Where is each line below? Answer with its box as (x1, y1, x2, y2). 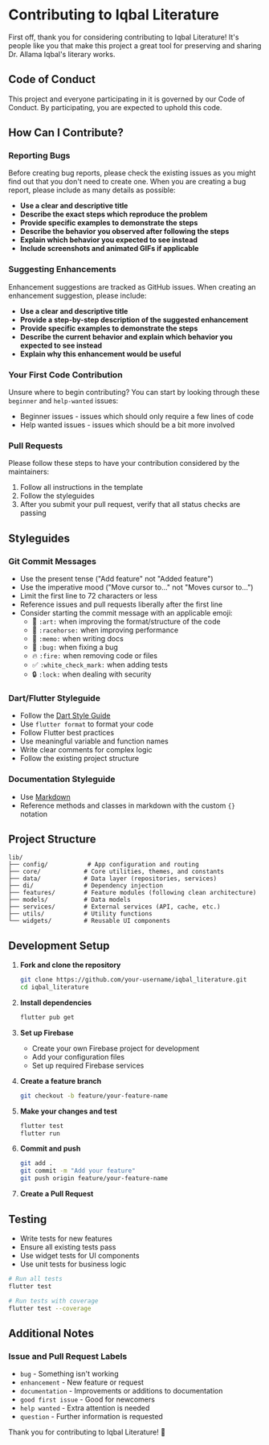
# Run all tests (8, 1274, 63, 1282)
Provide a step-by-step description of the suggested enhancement (19, 315, 249, 324)
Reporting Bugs (8, 150, 71, 162)
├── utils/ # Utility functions (8, 910, 153, 918)
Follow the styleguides (19, 491, 95, 500)
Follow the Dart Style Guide (19, 710, 111, 721)
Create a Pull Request (19, 1189, 94, 1199)
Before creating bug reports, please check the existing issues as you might (8, 168, 256, 178)
